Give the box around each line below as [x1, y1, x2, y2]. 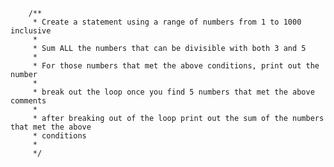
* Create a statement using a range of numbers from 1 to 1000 [32, 17, 302, 27]
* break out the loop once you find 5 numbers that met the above [32, 87, 315, 97]
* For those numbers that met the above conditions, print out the [32, 61, 320, 71]
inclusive [10, 26, 52, 36]
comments [10, 96, 47, 106]
